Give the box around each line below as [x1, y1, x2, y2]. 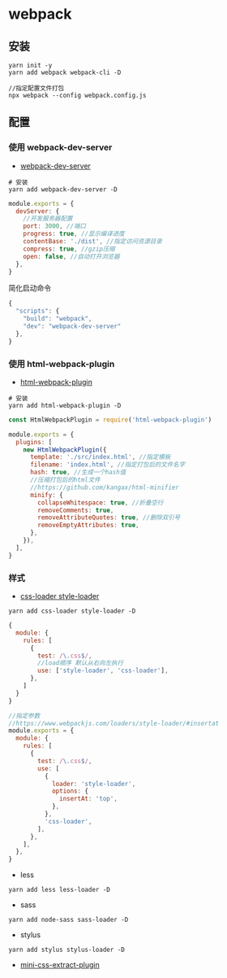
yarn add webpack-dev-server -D [8, 185, 118, 194]
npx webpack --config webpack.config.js [8, 91, 148, 99]
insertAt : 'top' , [59, 795, 118, 803]
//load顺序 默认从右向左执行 [37, 659, 124, 667]
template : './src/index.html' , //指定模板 [29, 453, 171, 461]
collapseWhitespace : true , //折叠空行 [37, 498, 164, 507]
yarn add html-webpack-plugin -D [8, 401, 122, 409]
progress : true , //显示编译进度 [23, 229, 125, 238]
